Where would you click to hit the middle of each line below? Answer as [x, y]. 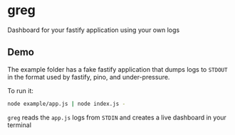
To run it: [21, 90]
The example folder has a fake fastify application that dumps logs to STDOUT [117, 69]
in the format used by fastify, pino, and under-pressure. [89, 77]
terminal [20, 125]
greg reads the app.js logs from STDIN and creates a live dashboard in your [117, 117]
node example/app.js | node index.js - [67, 104]
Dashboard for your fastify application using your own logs [94, 30]
